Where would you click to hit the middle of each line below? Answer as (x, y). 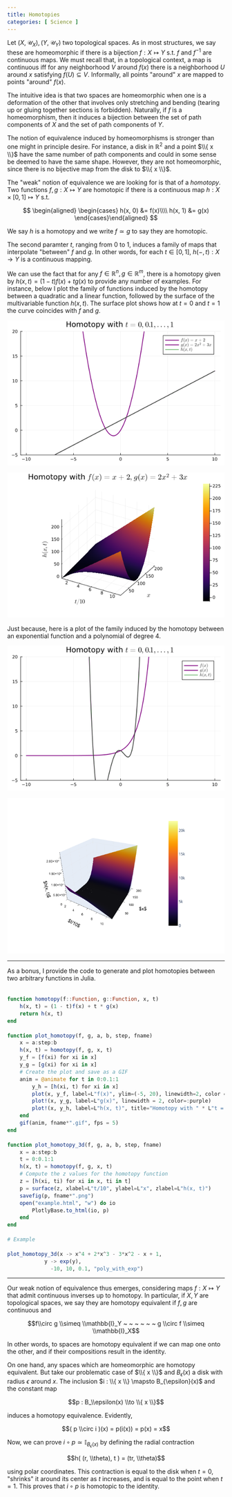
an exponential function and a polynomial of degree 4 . (84, 636)
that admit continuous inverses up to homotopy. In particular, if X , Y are (108, 1295)
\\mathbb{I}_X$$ (116, 1331)
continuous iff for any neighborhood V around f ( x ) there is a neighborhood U (116, 67)
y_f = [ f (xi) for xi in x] (58, 1057)
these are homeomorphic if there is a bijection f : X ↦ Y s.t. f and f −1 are (109, 52)
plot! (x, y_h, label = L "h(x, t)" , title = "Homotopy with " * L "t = (128, 1108)
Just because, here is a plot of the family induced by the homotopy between (116, 629)
